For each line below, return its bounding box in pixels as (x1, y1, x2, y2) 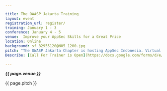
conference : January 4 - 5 (5, 30, 61, 35)
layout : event (5, 16, 35, 21)
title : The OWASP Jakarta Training (5, 11, 79, 16)
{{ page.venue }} (5, 70, 41, 76)
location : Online (5, 39, 41, 44)
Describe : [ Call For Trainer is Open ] (5, 53, 85, 58)
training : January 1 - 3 (5, 25, 57, 30)
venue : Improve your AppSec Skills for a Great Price (5, 34, 121, 39)
